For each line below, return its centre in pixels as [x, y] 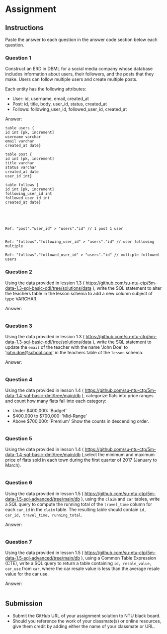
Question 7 [19, 542]
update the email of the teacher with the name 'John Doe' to [67, 347]
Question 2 [19, 272]
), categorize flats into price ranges [118, 396]
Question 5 [19, 439]
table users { [20, 128]
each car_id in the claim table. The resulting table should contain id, [76, 509]
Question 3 [19, 326]
